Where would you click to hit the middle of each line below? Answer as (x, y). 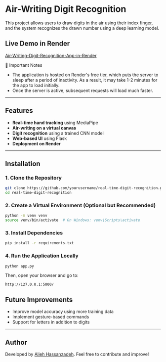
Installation (23, 163)
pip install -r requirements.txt (40, 243)
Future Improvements (39, 299)
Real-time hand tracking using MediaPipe (55, 123)
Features (19, 111)
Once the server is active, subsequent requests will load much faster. (83, 90)
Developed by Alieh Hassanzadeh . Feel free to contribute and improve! (77, 354)
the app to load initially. (36, 85)
